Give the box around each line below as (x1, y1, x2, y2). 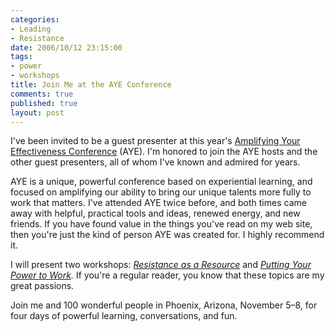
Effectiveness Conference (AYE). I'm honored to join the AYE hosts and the (10, 146, 318, 158)
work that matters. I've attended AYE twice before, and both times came (10, 197, 307, 209)
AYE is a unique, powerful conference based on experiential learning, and (10, 176, 313, 188)
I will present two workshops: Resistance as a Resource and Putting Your (10, 259, 312, 271)
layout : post (10, 107, 65, 118)
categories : (10, 14, 60, 25)
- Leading (10, 24, 52, 34)
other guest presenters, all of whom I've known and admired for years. (10, 156, 301, 168)
